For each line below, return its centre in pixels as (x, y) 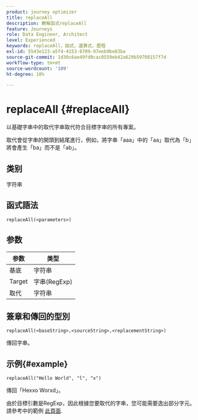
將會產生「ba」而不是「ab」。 (43, 148)
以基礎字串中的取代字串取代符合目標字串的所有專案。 (73, 127)
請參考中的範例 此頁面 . (34, 411)
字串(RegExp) (53, 281)
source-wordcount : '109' (38, 68)
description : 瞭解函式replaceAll (47, 23)
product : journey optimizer (42, 12)
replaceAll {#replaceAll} (68, 109)
